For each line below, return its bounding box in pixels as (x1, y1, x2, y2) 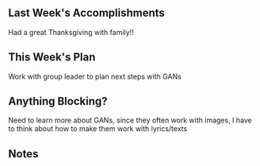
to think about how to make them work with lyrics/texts (8, 124, 188, 133)
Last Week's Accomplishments (8, 6, 165, 20)
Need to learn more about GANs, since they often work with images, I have (8, 115, 252, 125)
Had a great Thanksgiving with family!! (8, 27, 134, 37)
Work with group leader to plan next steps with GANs (8, 71, 182, 81)
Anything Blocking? (8, 95, 109, 108)
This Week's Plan (8, 51, 96, 64)
